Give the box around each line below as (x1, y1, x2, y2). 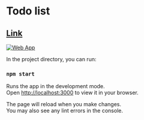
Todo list (6, 4, 50, 18)
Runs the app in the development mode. (6, 83, 105, 90)
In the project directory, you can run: (6, 56, 97, 62)
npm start (6, 70, 35, 77)
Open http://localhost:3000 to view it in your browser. (6, 89, 139, 97)
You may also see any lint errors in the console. (6, 107, 123, 115)
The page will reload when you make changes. (6, 101, 122, 108)
